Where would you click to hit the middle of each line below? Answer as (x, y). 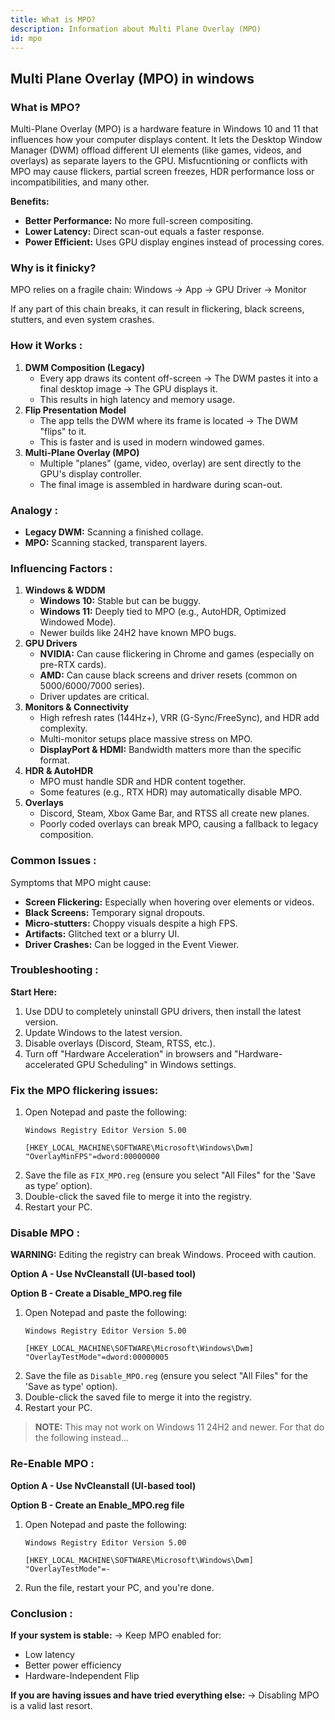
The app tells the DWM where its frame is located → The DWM (168, 420)
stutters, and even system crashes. (82, 320)
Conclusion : (41, 1613)
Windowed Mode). (78, 622)
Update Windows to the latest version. (103, 1032)
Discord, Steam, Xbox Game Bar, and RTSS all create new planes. (174, 813)
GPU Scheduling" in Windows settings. (156, 1064)
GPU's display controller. (90, 473)
